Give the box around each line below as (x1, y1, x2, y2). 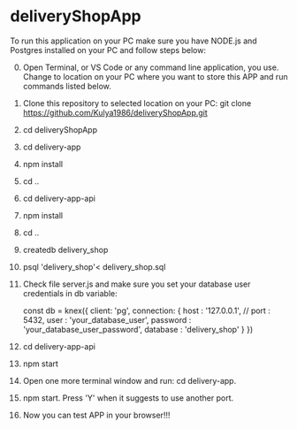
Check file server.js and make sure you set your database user (22, 279, 251, 289)
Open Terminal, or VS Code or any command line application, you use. (22, 62, 279, 73)
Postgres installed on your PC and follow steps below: (10, 44, 207, 55)
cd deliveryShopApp (22, 124, 98, 134)
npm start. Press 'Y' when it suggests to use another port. (22, 392, 234, 403)
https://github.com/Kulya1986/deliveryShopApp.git (22, 107, 209, 118)
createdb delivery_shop (22, 244, 109, 255)
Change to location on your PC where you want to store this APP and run (22, 71, 288, 81)
